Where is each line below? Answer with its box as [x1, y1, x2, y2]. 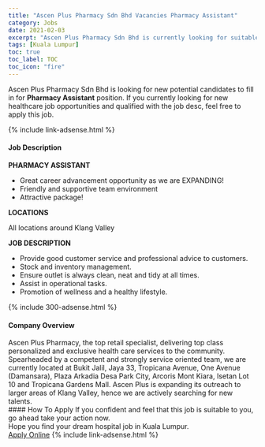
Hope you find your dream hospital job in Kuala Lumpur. [8, 422, 189, 431]
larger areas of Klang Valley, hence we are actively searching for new [8, 388, 233, 398]
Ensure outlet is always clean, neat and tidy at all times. [19, 270, 200, 280]
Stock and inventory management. [19, 262, 132, 271]
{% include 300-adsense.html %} [8, 302, 118, 311]
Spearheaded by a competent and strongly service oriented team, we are [8, 355, 247, 364]
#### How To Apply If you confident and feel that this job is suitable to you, [8, 405, 254, 415]
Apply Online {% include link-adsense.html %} [8, 430, 159, 440]
